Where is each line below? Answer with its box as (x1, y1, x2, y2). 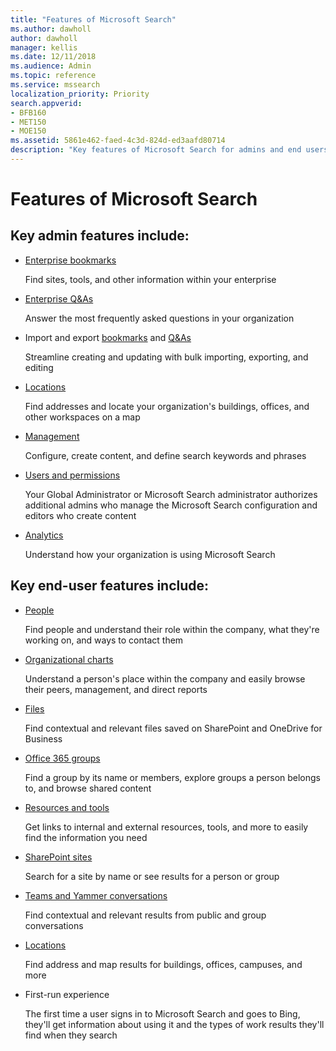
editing (24, 361, 54, 373)
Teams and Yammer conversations (24, 889, 168, 901)
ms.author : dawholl (10, 24, 92, 34)
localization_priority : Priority (10, 89, 150, 99)
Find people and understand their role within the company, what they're (24, 623, 320, 635)
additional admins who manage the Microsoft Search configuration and (24, 499, 318, 511)
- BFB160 (10, 107, 47, 118)
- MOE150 (10, 126, 47, 136)
